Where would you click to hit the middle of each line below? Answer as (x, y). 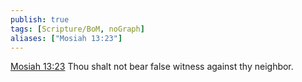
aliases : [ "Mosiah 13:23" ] (66, 38)
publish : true (40, 19)
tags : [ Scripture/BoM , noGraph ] (77, 29)
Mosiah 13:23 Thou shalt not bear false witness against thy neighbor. (152, 67)
